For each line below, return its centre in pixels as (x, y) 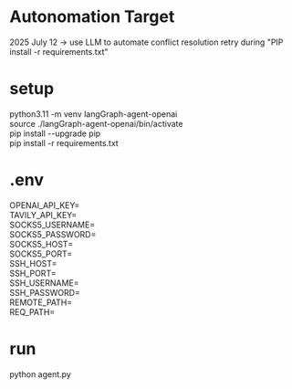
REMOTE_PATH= (41, 302)
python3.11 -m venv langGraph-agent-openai (94, 114)
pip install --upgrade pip (55, 133)
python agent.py (40, 374)
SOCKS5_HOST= (42, 244)
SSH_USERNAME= (44, 283)
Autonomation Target (92, 17)
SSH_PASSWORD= (45, 292)
